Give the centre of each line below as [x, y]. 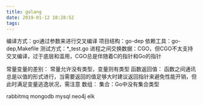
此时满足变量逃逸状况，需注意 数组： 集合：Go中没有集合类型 [83, 84]
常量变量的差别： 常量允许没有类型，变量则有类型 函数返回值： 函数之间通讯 [101, 69]
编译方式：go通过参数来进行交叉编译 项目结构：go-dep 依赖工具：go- [94, 41]
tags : [13, 23]
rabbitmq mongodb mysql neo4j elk [50, 96]
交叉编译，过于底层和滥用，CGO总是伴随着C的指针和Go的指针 [84, 56]
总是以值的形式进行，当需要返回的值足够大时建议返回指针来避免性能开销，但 [101, 77]
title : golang [24, 12]
